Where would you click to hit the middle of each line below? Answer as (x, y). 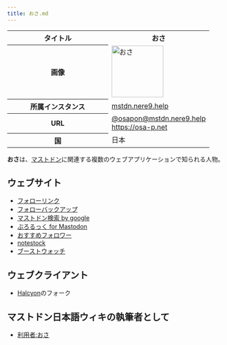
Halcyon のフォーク (44, 293)
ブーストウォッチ (41, 251)
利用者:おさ (33, 335)
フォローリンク (38, 201)
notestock (31, 243)
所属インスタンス (58, 106)
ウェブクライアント (48, 275)
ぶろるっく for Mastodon (52, 227)
